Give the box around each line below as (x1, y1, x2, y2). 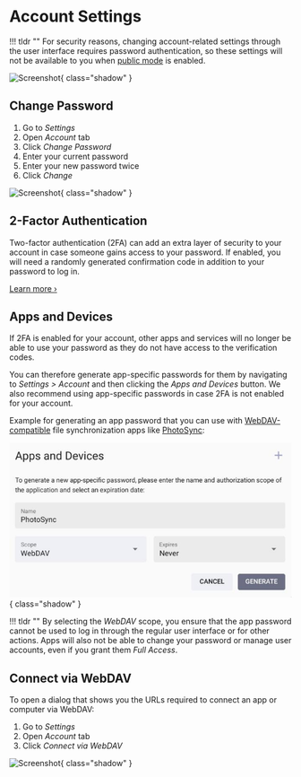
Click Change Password (21, 141, 112, 152)
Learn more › (9, 283, 57, 293)
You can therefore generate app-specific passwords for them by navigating (9, 370, 288, 380)
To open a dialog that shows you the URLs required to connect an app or (9, 694, 278, 705)
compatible (9, 424, 51, 436)
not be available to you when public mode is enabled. (9, 55, 206, 65)
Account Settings (9, 6, 142, 27)
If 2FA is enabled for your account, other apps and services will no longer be (9, 333, 292, 344)
